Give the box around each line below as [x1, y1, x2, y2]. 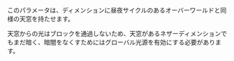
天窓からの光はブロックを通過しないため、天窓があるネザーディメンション [7, 30, 221, 37]
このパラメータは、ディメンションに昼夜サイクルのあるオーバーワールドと [7, 6, 221, 14]
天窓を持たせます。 [19, 15, 75, 23]
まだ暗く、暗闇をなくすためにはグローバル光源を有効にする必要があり [13, 38, 215, 46]
